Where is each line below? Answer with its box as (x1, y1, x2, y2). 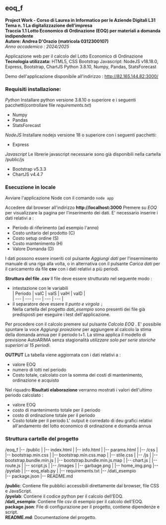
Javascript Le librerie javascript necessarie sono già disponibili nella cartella (5, 151, 161, 157)
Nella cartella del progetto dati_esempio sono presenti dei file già (12, 306, 145, 312)
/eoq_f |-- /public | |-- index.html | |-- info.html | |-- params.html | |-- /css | (5, 447, 158, 453)
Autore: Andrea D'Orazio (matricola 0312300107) (5, 38, 109, 44)
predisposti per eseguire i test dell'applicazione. (12, 312, 111, 318)
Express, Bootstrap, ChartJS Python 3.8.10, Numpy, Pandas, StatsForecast (5, 64, 157, 69)
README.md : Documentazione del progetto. (5, 514, 97, 520)
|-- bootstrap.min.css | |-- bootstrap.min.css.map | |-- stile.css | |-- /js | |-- (5, 452, 158, 458)
